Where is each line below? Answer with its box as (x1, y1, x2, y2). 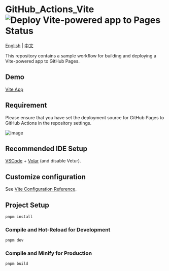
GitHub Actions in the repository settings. (5, 120, 92, 126)
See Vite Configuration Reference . (5, 186, 77, 192)
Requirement (5, 101, 47, 110)
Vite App (5, 86, 24, 92)
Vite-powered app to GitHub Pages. (5, 58, 80, 64)
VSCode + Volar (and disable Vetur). (5, 158, 81, 164)
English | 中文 (5, 42, 34, 49)
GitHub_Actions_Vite (5, 4, 94, 15)
